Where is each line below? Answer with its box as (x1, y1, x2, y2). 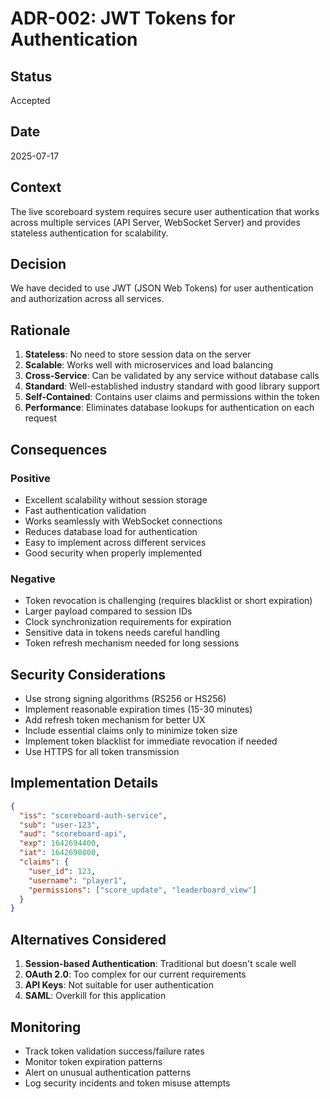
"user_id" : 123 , (28, 866, 97, 876)
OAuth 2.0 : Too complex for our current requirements (24, 968, 247, 981)
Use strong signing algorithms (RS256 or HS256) (24, 693, 227, 705)
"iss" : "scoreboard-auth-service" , (19, 810, 168, 821)
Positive (10, 471, 51, 485)
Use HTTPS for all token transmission (24, 746, 180, 758)
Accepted (10, 95, 51, 106)
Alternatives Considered (10, 931, 167, 948)
